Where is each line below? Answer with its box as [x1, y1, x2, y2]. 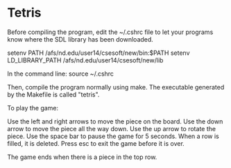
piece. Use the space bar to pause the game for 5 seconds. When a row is [7, 132, 220, 140]
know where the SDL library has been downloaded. [7, 35, 154, 43]
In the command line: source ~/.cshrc [7, 69, 114, 78]
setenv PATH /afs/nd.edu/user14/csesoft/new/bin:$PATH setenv [7, 49, 190, 57]
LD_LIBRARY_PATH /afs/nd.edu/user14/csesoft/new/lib [7, 56, 164, 64]
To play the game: [7, 103, 59, 112]
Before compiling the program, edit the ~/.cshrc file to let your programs [7, 28, 214, 36]
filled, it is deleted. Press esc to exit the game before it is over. [7, 139, 185, 147]
